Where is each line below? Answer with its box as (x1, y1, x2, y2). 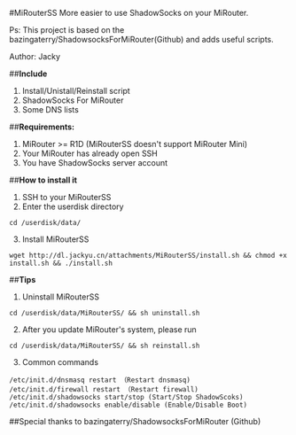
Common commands (21, 357, 99, 367)
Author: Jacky (9, 51, 60, 61)
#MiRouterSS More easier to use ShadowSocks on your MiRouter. (9, 8, 249, 18)
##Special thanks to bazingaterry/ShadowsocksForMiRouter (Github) (9, 416, 261, 426)
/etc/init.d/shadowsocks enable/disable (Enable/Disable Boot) (9, 400, 248, 409)
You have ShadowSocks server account (21, 158, 168, 167)
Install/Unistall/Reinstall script (21, 86, 130, 96)
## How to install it (9, 175, 78, 185)
